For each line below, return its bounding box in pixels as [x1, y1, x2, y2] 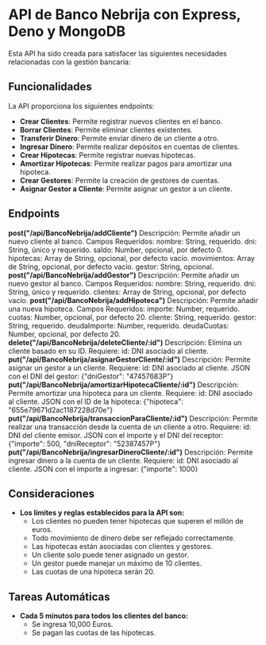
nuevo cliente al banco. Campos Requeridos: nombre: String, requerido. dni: [8, 236, 257, 246]
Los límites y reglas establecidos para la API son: [19, 508, 185, 517]
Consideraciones [8, 486, 95, 501]
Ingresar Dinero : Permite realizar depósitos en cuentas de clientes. [19, 141, 240, 152]
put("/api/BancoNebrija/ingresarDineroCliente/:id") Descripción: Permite [8, 447, 253, 457]
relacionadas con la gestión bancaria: [8, 57, 131, 67]
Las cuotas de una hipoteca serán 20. [31, 567, 156, 577]
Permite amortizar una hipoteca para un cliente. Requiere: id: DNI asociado [8, 388, 253, 397]
